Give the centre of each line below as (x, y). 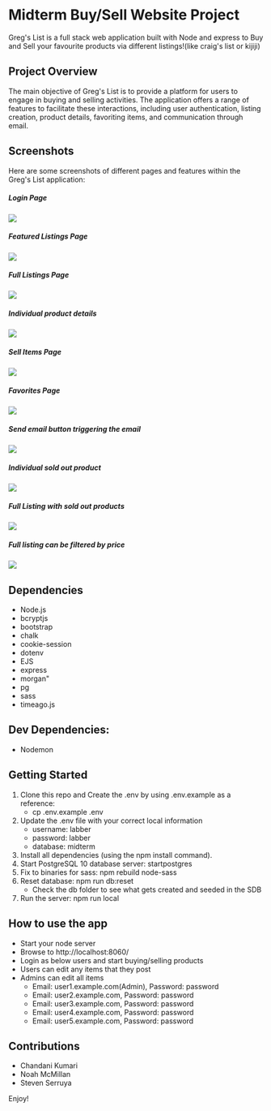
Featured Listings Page (48, 236)
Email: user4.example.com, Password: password (113, 1012)
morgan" (35, 678)
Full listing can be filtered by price (67, 545)
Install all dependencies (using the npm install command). (116, 855)
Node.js (33, 609)
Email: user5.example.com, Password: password (113, 1021)
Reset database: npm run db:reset (77, 881)
